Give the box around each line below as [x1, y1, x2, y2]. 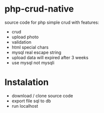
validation [11, 39, 32, 45]
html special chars [11, 44, 49, 50]
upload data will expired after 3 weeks [11, 54, 89, 60]
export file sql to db [11, 98, 51, 104]
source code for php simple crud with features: [4, 19, 100, 25]
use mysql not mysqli [11, 60, 55, 65]
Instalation [4, 77, 49, 88]
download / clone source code [11, 93, 73, 98]
